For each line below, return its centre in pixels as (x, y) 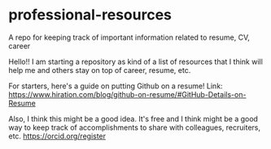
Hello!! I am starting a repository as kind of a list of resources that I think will (135, 62)
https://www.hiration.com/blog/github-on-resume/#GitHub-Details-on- (127, 94)
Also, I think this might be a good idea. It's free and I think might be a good (133, 118)
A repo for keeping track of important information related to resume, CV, (129, 37)
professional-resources (90, 15)
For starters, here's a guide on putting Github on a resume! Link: (116, 86)
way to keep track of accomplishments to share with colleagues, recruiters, (134, 127)
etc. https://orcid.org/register (57, 136)
